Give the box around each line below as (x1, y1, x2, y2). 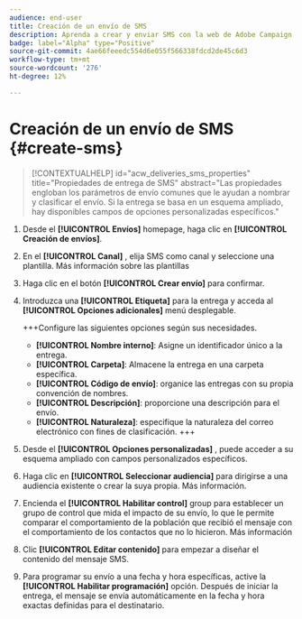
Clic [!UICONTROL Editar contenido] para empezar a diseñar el (22, 543, 260, 555)
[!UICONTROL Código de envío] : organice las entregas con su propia (35, 378, 294, 389)
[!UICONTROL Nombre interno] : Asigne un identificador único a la (35, 339, 283, 350)
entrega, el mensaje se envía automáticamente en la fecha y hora (22, 590, 265, 601)
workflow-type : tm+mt (9, 55, 91, 64)
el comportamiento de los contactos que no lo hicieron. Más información (22, 526, 293, 537)
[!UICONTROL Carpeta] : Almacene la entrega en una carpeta (35, 358, 264, 370)
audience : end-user (9, 13, 83, 23)
